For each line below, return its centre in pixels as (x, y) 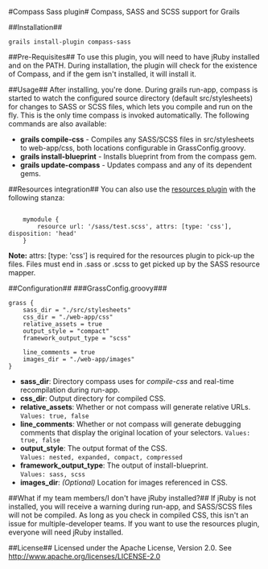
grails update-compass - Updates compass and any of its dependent (136, 165)
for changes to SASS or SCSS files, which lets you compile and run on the (131, 107)
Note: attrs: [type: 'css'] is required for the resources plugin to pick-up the (132, 256)
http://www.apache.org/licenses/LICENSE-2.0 (85, 556)
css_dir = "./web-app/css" (68, 317)
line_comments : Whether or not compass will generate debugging (130, 424)
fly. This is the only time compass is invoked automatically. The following (129, 115)
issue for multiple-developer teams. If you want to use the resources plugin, (134, 524)
